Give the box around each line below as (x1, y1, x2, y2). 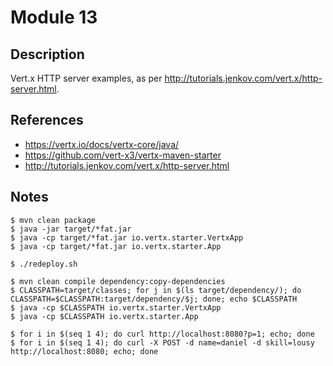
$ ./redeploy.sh (10, 259, 78, 269)
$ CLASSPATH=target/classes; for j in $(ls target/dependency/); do (10, 285, 302, 295)
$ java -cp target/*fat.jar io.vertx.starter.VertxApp (10, 232, 244, 243)
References (10, 112, 84, 129)
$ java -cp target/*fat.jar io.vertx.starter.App (10, 241, 222, 251)
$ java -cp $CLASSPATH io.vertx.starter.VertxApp (10, 302, 222, 313)
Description (10, 46, 85, 63)
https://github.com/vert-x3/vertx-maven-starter (24, 149, 222, 161)
